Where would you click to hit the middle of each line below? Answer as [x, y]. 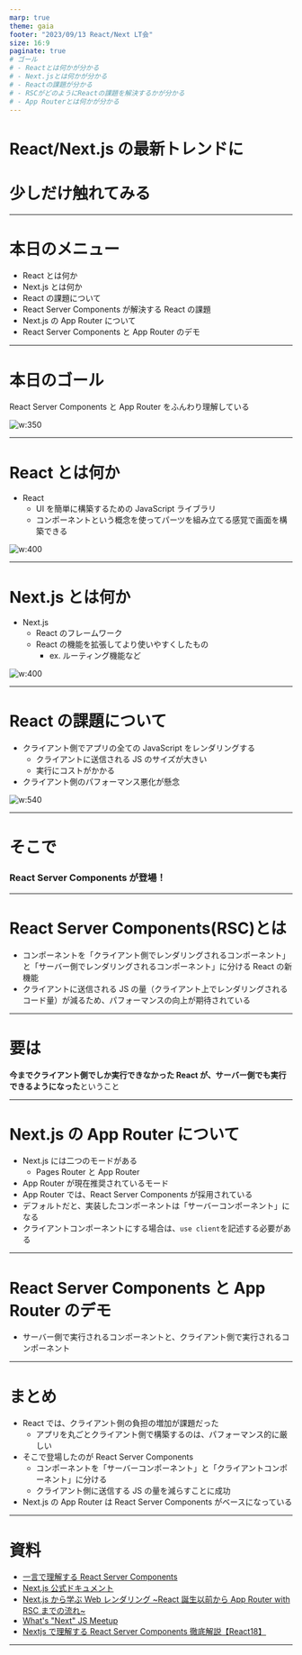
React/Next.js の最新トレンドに [127, 149]
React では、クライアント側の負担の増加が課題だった [120, 1423]
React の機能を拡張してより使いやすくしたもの [122, 644]
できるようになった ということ [64, 1086]
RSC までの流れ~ [54, 1611]
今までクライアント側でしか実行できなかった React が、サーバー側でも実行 [148, 1075]
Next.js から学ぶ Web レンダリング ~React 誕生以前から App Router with [156, 1599]
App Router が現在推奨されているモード [95, 1183]
